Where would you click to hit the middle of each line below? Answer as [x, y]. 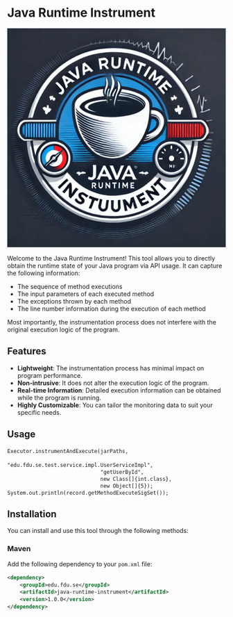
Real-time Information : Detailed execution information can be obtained [119, 390]
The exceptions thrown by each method [74, 301]
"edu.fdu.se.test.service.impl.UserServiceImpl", [80, 465]
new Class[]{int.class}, [136, 479]
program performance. [50, 375]
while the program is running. [59, 397]
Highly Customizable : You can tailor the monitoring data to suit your [115, 405]
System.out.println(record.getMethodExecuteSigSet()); [88, 493]
